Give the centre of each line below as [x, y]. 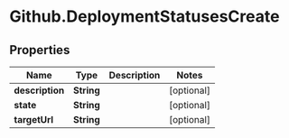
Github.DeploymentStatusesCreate [144, 17]
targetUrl [34, 120]
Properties [40, 50]
